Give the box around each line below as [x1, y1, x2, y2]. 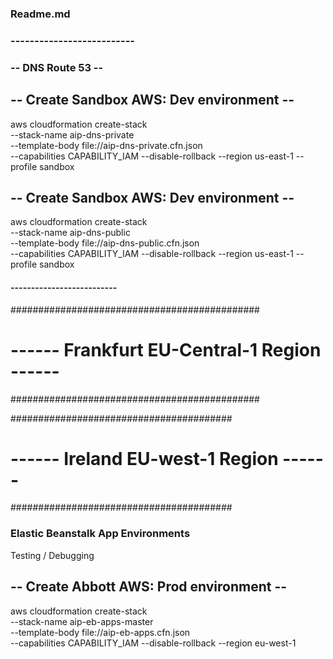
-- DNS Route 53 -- [10, 60, 104, 74]
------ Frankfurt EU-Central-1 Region [10, 338, 322, 361]
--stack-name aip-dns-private [10, 128, 135, 141]
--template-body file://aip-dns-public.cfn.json [10, 237, 200, 249]
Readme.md [10, 7, 71, 21]
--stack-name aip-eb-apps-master [10, 615, 154, 627]
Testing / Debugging [10, 549, 95, 561]
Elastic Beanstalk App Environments [10, 527, 191, 541]
